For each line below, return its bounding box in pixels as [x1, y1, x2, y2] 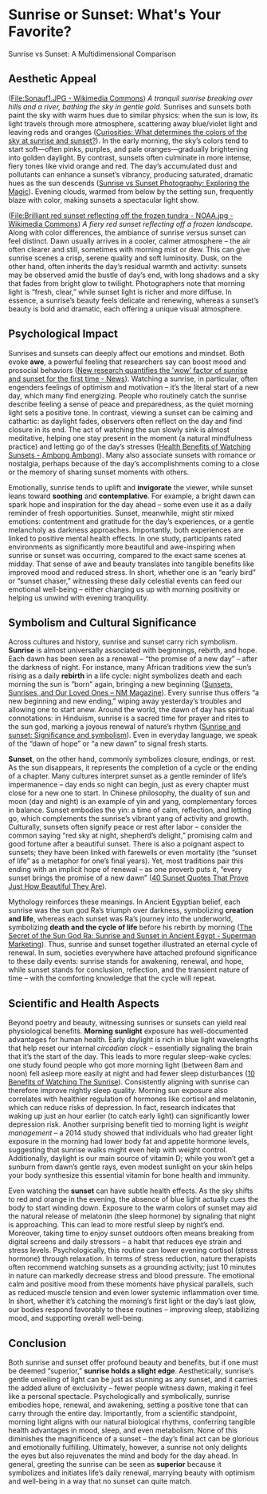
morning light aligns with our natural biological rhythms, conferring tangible [8, 1417, 256, 1426]
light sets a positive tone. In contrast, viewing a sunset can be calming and [8, 407, 253, 417]
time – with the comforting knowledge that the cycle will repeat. [8, 973, 217, 983]
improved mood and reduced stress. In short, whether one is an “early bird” [8, 567, 257, 577]
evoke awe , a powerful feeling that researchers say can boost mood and [8, 357, 246, 367]
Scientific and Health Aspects [8, 997, 159, 1010]
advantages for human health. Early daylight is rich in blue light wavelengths [8, 1035, 259, 1044]
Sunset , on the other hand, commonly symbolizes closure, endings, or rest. [8, 755, 257, 764]
